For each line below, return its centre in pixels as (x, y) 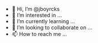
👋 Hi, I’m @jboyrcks (36, 9)
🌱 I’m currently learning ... (43, 21)
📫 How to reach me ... (39, 34)
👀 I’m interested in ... (37, 15)
